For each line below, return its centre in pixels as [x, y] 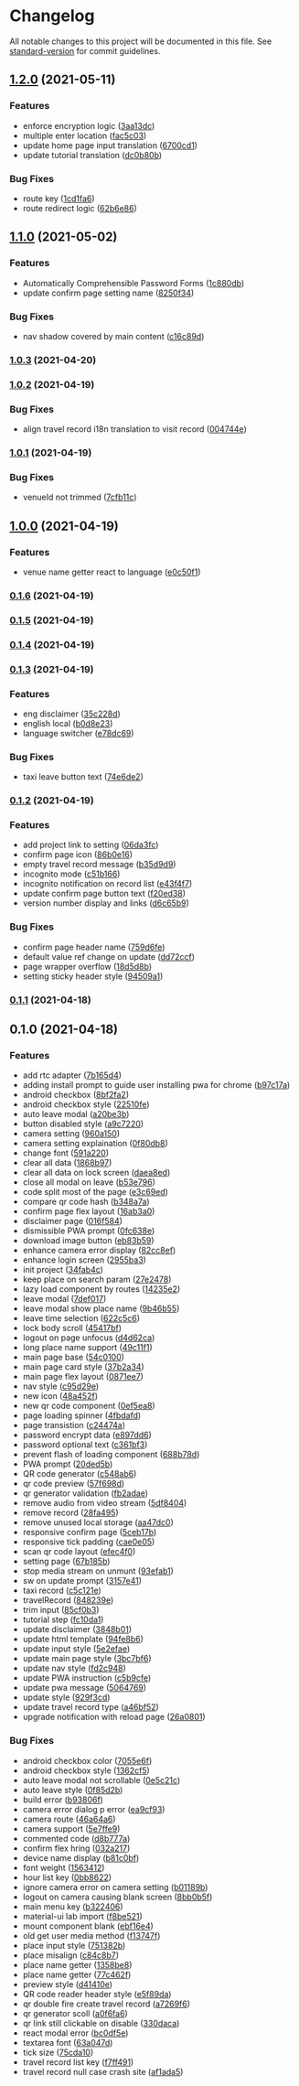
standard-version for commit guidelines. [85, 50]
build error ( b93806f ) [63, 1800]
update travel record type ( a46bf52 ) [91, 1707]
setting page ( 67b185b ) [66, 1562]
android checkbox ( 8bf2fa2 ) [76, 1095]
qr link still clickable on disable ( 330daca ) [101, 2023]
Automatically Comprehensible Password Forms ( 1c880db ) [133, 283]
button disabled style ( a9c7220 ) [83, 1124]
